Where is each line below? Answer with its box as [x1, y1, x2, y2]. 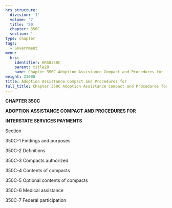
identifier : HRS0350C [14, 60, 60, 65]
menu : [5, 50, 17, 55]
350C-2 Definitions [5, 147, 46, 154]
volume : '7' [10, 17, 36, 22]
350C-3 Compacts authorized [5, 157, 69, 163]
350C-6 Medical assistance [5, 187, 64, 193]
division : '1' [10, 12, 40, 17]
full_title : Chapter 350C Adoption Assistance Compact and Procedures [5, 84, 159, 89]
